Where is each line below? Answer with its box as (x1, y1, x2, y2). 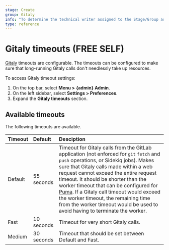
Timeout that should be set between (58, 230, 144, 237)
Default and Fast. (58, 236, 99, 243)
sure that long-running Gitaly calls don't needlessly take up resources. (5, 65, 151, 71)
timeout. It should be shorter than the (58, 176, 147, 182)
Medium (8, 233, 27, 240)
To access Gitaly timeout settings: (5, 75, 75, 81)
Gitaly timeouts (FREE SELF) (5, 43, 124, 55)
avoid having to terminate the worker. (58, 208, 147, 214)
